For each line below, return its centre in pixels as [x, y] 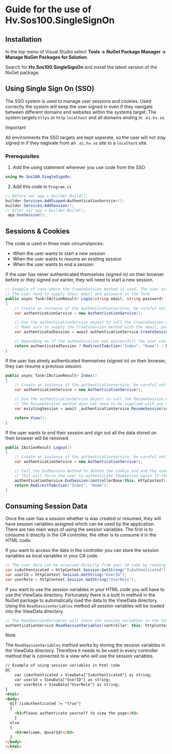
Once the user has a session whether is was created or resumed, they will [83, 519]
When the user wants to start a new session [59, 253]
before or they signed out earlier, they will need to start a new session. [80, 280]
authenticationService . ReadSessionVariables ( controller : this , [74, 626]
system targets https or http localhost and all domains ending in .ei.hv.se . [85, 117]
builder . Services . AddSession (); [40, 206]
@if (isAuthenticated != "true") [46, 704]
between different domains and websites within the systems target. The [81, 112]
